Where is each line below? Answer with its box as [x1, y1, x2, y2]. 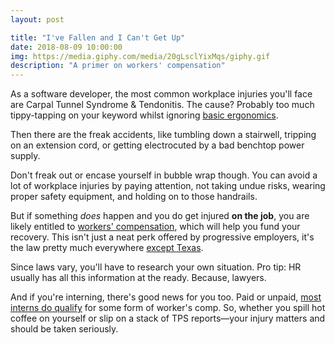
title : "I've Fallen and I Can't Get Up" [10, 32, 186, 43]
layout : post [10, 14, 65, 25]
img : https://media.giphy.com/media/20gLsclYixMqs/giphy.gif [10, 51, 271, 61]
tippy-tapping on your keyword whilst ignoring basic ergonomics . [10, 109, 279, 121]
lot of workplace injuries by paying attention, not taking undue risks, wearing [10, 180, 326, 192]
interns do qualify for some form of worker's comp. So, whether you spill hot [10, 302, 326, 314]
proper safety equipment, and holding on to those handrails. [10, 191, 258, 203]
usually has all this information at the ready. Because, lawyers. [10, 272, 267, 284]
